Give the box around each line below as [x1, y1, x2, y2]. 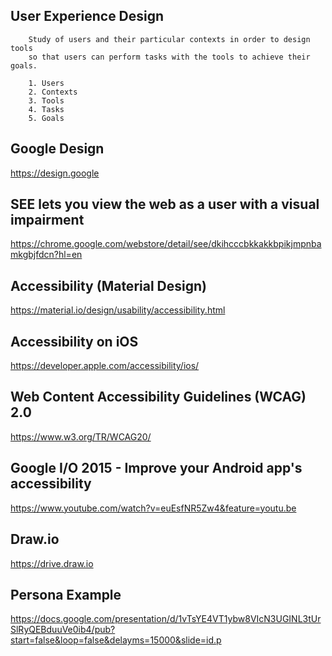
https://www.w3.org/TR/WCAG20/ [10, 430, 152, 443]
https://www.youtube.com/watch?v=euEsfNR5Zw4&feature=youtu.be [10, 502, 297, 514]
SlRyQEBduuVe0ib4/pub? [10, 624, 116, 636]
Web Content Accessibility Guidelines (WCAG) [10, 389, 307, 406]
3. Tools [28, 95, 65, 106]
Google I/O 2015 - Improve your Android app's [10, 460, 303, 477]
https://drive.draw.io [10, 557, 94, 569]
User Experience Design [10, 8, 165, 25]
